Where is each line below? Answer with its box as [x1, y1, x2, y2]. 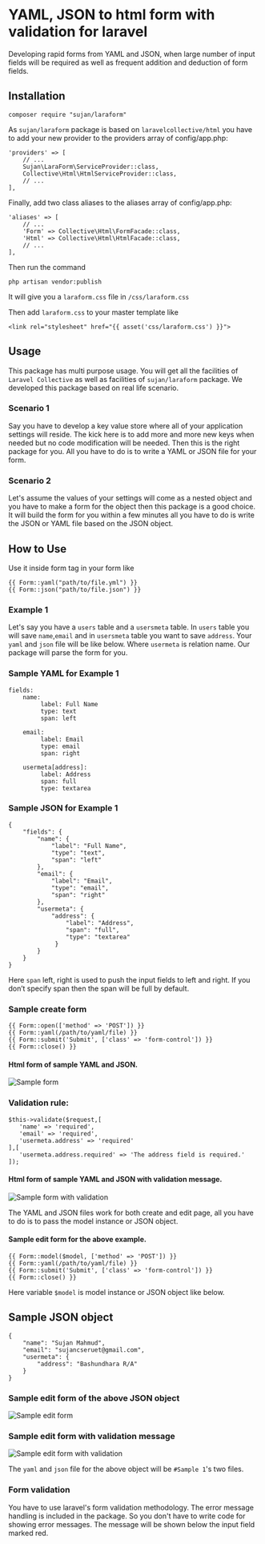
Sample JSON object [8, 1311, 114, 1325]
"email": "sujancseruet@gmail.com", [22, 1345, 146, 1354]
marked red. [8, 1528, 49, 1538]
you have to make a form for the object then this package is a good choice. [8, 502, 256, 512]
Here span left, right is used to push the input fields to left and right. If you [8, 975, 251, 984]
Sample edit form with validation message [8, 1431, 175, 1442]
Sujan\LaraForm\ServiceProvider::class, [22, 163, 159, 171]
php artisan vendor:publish [8, 278, 102, 286]
